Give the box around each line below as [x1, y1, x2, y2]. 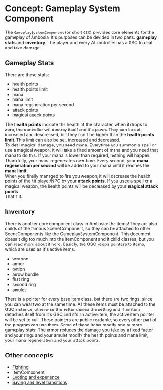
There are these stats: [5, 71, 49, 78]
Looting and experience [12, 374, 60, 380]
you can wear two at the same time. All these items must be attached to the [5, 301, 156, 307]
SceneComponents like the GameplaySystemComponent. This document [5, 231, 151, 237]
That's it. [5, 194, 23, 199]
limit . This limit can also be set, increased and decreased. [5, 137, 120, 143]
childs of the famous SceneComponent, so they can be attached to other [5, 226, 151, 231]
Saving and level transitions [12, 379, 67, 386]
